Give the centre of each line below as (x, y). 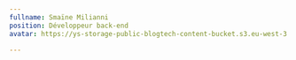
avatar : (23, 34)
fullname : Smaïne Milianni (59, 17)
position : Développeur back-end (69, 26)
